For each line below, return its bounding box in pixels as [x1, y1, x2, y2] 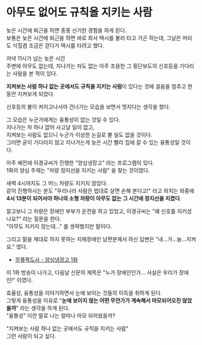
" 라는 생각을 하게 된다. [16, 304, 70, 312]
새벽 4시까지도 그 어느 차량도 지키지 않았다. [6, 179, 108, 186]
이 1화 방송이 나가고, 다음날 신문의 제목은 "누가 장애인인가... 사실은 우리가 [6, 269, 178, 276]
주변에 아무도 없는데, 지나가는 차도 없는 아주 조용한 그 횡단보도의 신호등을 [6, 62, 178, 70]
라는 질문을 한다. [22, 215, 62, 222]
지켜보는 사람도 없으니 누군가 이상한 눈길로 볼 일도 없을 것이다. [6, 131, 153, 138]
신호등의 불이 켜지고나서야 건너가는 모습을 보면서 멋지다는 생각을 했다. [6, 103, 171, 110]
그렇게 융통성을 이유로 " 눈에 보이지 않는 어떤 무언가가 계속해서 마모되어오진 [6, 297, 181, 304]
